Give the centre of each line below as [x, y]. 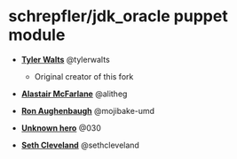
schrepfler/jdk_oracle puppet [118, 16]
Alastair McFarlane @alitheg [74, 94]
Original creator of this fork [84, 76]
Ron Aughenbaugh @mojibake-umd [88, 110]
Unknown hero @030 [61, 128]
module [37, 35]
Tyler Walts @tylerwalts [65, 59]
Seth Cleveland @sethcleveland [80, 145]
